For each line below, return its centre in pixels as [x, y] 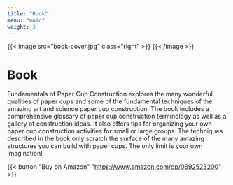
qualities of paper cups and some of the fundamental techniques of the [110, 101]
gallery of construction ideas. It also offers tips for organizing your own [110, 124]
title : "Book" [28, 14]
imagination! [25, 154]
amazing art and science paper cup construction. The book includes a [108, 109]
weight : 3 [22, 27]
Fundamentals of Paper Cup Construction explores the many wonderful [110, 94]
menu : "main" [26, 20]
